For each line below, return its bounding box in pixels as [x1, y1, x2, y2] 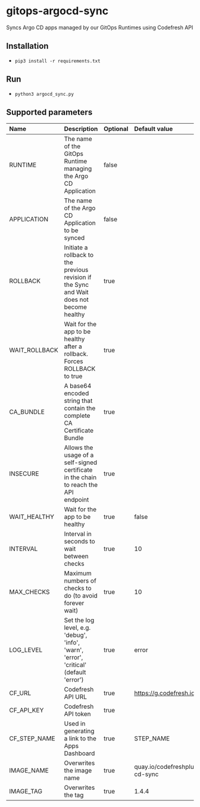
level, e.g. [64, 624, 91, 632]
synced [64, 234, 85, 242]
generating [64, 727, 95, 736]
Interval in [64, 530, 92, 538]
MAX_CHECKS [9, 588, 50, 596]
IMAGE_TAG [9, 787, 43, 796]
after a [64, 342, 82, 351]
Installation [6, 41, 49, 51]
